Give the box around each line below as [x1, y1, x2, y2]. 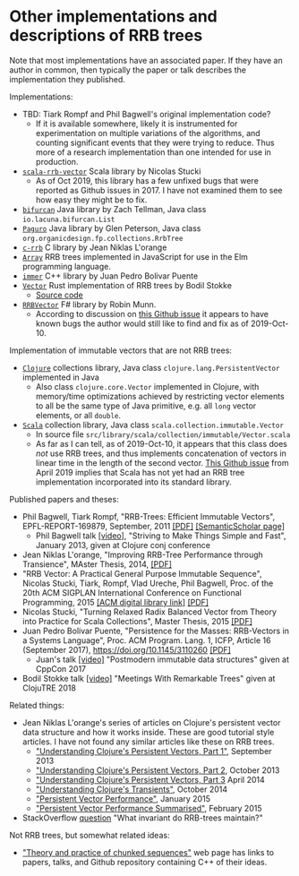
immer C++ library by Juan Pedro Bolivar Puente [21, 271, 199, 281]
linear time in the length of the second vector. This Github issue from [35, 457, 289, 468]
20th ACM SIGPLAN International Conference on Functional [21, 587, 242, 597]
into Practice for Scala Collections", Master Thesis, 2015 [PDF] [21, 615, 253, 626]
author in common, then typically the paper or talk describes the [9, 64, 246, 75]
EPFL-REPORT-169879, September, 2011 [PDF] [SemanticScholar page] [21, 520, 285, 531]
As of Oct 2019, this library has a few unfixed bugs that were [35, 175, 260, 185]
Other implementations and [9, 6, 218, 27]
